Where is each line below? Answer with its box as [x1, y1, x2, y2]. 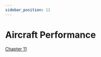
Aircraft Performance [5, 29, 96, 40]
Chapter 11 [5, 46, 27, 52]
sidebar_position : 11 [5, 7, 51, 13]
